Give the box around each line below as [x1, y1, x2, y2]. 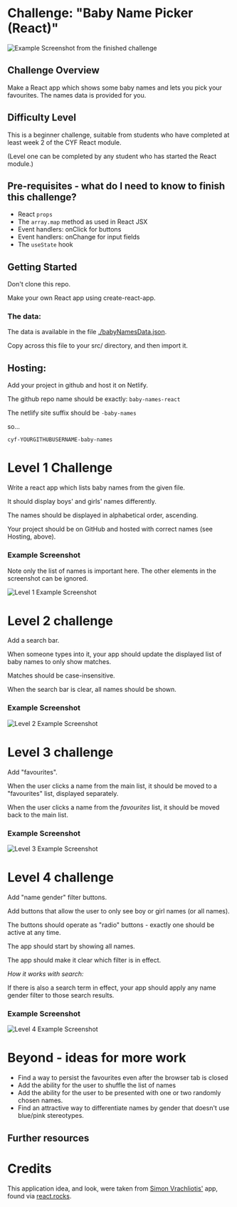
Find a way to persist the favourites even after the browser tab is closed [17, 1074, 228, 1082]
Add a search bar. [7, 636, 60, 645]
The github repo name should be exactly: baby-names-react [7, 395, 181, 403]
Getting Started [7, 261, 78, 273]
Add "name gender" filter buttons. [7, 893, 107, 901]
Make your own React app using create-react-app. [7, 294, 156, 302]
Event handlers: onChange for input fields [17, 233, 140, 242]
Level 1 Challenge [7, 460, 112, 476]
